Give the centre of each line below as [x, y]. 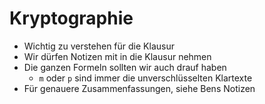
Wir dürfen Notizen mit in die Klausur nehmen [117, 56]
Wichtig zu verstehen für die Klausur [99, 46]
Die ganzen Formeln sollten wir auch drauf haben [125, 67]
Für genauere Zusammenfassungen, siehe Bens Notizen [139, 88]
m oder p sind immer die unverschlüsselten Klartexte [145, 78]
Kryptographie [71, 18]
